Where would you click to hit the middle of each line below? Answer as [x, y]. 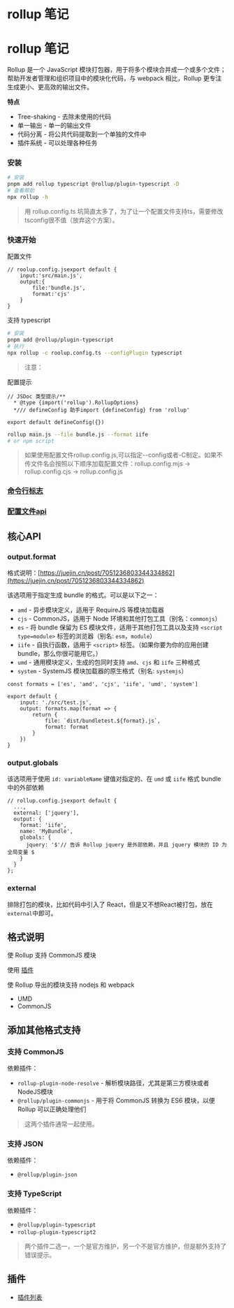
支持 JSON [25, 1144]
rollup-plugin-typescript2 [57, 1232]
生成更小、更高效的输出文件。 [50, 87]
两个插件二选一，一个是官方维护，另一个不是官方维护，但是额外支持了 [125, 1246]
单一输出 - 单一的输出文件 [54, 126]
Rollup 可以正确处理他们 [52, 1109]
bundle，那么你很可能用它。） [60, 653]
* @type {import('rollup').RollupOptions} [76, 402]
